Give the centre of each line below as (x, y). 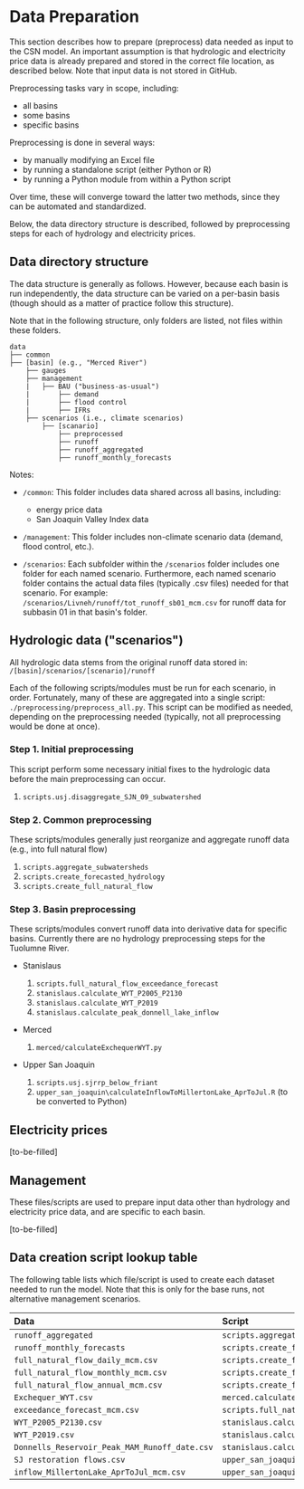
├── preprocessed (90, 434)
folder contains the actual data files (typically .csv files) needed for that (156, 583)
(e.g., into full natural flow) (59, 849)
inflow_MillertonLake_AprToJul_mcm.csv (100, 1472)
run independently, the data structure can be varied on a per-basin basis (145, 293)
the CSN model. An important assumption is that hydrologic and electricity (148, 51)
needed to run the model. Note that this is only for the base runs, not (137, 1289)
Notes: (22, 474)
